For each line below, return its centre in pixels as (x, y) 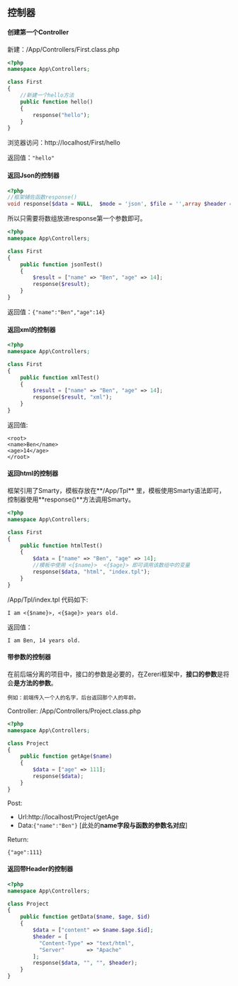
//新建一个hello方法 (47, 95)
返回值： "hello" (31, 157)
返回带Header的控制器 (40, 869)
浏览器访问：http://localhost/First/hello (64, 143)
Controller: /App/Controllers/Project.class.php (74, 711)
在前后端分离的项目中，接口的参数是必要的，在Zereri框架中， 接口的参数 (112, 674)
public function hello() (57, 101)
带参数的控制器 (29, 657)
